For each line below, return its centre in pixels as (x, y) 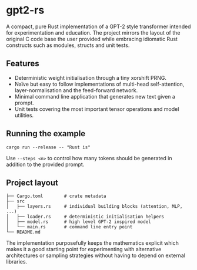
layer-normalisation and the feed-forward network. (76, 90)
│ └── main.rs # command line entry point (69, 227)
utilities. (24, 115)
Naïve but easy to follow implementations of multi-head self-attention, (99, 84)
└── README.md (24, 232)
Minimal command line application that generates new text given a (95, 96)
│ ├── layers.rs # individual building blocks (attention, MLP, (94, 207)
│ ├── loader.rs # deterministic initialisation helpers (85, 217)
